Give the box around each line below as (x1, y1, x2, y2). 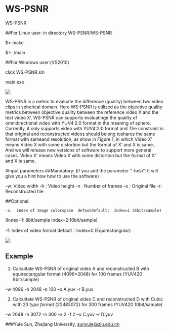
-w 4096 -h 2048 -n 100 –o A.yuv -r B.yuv (5, 286, 94, 292)
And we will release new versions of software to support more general (5, 147, 152, 153)
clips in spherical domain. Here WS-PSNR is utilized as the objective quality (5, 104, 163, 110)
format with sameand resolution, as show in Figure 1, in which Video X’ (5, 136, 153, 142)
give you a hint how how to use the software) (5, 173, 100, 179)
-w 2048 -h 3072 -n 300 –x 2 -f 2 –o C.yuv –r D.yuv (5, 311, 113, 317)
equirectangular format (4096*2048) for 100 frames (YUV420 (12, 270, 143, 277)
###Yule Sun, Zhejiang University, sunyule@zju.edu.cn (5, 321, 120, 327)
